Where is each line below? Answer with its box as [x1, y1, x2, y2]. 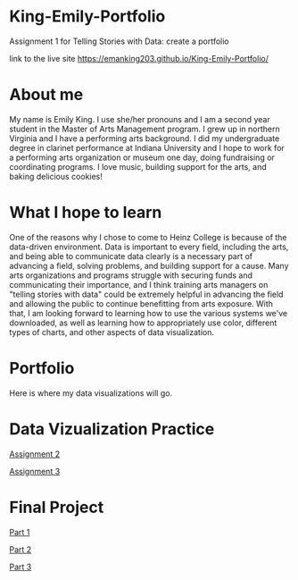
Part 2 [9, 543, 32, 555]
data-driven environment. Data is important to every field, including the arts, [9, 241, 289, 252]
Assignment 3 [9, 466, 61, 476]
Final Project [9, 497, 104, 517]
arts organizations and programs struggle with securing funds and [9, 270, 252, 281]
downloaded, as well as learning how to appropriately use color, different [9, 317, 277, 328]
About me [9, 85, 84, 105]
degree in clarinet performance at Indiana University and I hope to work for [9, 142, 286, 153]
